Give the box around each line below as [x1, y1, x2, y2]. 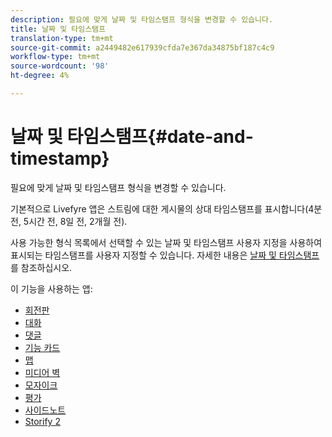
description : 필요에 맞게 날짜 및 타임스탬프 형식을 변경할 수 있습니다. [10, 14, 274, 25]
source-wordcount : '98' [10, 61, 110, 71]
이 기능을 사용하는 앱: [10, 282, 93, 295]
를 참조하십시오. [10, 261, 73, 273]
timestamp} [10, 147, 110, 170]
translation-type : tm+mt [10, 33, 114, 43]
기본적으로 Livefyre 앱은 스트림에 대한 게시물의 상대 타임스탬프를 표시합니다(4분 [10, 202, 323, 215]
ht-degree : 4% [10, 71, 70, 81]
